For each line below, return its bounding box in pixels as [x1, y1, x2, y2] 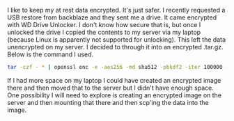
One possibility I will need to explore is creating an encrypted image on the [7, 90, 221, 99]
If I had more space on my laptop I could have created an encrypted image [7, 76, 221, 84]
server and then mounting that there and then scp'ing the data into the [7, 98, 209, 106]
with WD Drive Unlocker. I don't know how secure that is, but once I [7, 21, 201, 29]
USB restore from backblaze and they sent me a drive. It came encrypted [7, 13, 217, 22]
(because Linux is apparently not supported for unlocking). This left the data [7, 35, 226, 44]
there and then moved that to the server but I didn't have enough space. [7, 83, 214, 92]
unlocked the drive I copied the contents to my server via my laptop [7, 28, 201, 36]
